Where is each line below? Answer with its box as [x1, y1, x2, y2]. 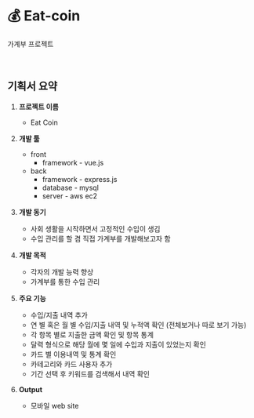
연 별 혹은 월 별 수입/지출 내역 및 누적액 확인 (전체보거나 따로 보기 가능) [30, 320, 247, 329]
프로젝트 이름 [18, 102, 60, 111]
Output [18, 384, 43, 394]
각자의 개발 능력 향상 [30, 267, 94, 276]
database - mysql [42, 183, 100, 192]
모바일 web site [30, 401, 79, 410]
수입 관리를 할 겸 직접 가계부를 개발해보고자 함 [30, 234, 171, 243]
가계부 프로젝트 [7, 39, 54, 49]
